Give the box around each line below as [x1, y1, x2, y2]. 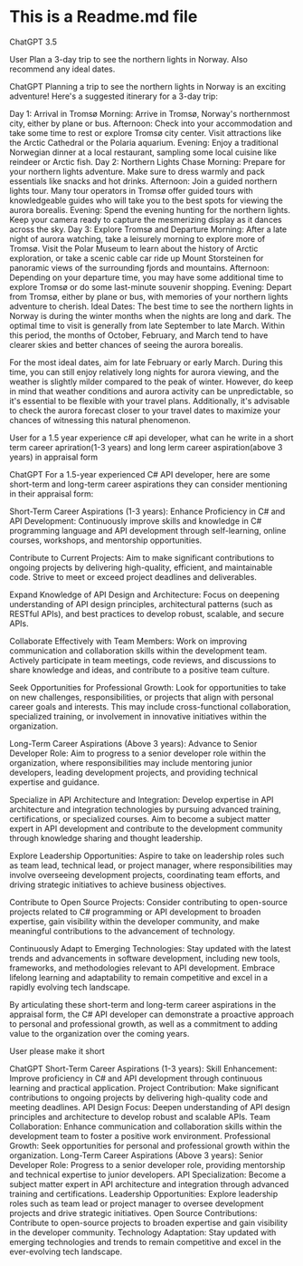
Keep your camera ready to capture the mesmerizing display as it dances [9, 214, 282, 225]
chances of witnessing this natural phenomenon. [9, 414, 192, 425]
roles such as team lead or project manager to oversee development [9, 1198, 264, 1209]
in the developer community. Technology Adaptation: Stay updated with [9, 1226, 277, 1238]
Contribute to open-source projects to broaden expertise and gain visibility [9, 1217, 288, 1228]
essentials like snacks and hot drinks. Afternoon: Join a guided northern [9, 175, 278, 187]
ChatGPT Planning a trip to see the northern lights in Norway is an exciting [9, 81, 287, 92]
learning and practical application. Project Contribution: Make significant [9, 1082, 279, 1093]
